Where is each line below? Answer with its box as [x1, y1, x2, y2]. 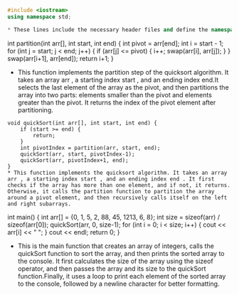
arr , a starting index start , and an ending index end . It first [7, 175, 215, 183]
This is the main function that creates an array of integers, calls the [17, 242, 215, 250]
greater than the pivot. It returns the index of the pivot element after [17, 98, 216, 107]
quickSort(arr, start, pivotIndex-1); [20, 150, 135, 158]
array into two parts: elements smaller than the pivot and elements [17, 90, 212, 99]
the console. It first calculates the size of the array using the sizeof [17, 257, 213, 265]
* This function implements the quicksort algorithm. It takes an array [7, 169, 228, 176]
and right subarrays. [7, 200, 72, 208]
